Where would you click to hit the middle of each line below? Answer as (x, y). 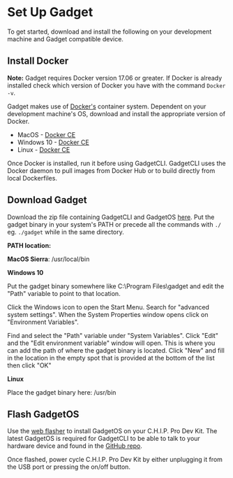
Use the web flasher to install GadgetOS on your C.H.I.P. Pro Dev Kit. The (112, 431)
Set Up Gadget (50, 12)
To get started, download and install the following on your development (110, 31)
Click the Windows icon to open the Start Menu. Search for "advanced (108, 307)
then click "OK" (29, 365)
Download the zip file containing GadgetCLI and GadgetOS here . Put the (111, 217)
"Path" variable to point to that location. (64, 293)
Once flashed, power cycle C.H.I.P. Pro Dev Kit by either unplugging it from (115, 460)
